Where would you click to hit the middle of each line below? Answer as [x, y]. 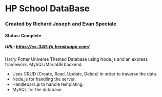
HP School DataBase [47, 9]
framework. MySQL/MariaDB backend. [44, 64]
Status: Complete [23, 35]
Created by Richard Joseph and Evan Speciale [61, 24]
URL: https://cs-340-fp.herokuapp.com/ [47, 47]
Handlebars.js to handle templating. [48, 84]
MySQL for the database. [37, 89]
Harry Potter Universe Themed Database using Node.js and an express [76, 59]
